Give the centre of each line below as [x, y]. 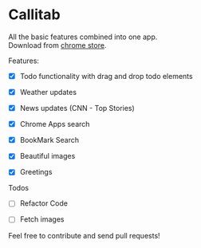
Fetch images [42, 219]
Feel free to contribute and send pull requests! [85, 235]
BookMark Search [49, 140]
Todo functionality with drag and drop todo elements [106, 76]
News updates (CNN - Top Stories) [77, 108]
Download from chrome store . [57, 45]
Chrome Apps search [55, 124]
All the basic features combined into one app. [83, 37]
